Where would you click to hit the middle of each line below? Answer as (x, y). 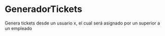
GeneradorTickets (44, 9)
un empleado (18, 28)
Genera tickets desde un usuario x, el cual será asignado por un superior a (82, 23)
